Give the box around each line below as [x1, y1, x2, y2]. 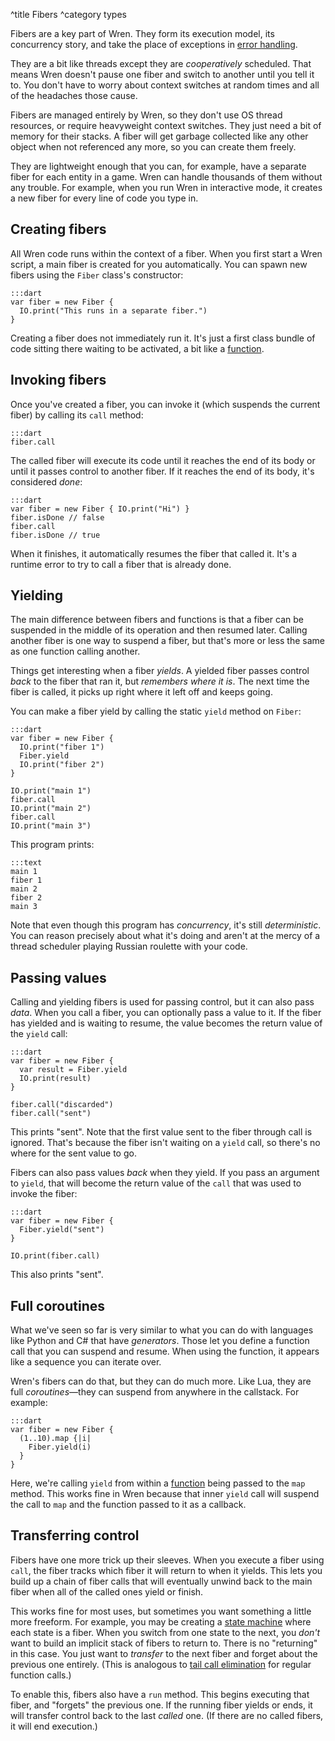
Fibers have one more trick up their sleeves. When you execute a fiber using [10, 1554, 325, 1566]
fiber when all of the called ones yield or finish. [10, 1585, 204, 1598]
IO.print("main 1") [10, 786, 92, 796]
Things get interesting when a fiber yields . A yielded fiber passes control [10, 665, 310, 677]
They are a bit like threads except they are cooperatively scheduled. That [10, 58, 312, 69]
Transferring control [10, 1527, 140, 1544]
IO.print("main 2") [10, 804, 92, 814]
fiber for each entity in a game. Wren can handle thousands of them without [10, 171, 323, 183]
